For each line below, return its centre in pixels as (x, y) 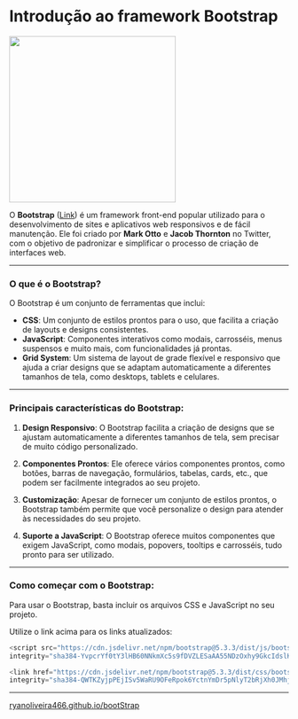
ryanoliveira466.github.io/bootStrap (74, 706)
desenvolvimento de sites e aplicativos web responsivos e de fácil (130, 224)
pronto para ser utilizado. (68, 554)
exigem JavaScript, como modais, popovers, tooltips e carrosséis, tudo (152, 545)
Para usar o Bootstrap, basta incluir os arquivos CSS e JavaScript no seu (142, 605)
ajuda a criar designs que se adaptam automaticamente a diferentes (146, 367)
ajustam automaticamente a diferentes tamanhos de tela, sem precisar (150, 437)
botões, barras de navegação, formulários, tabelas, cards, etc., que (145, 473)
